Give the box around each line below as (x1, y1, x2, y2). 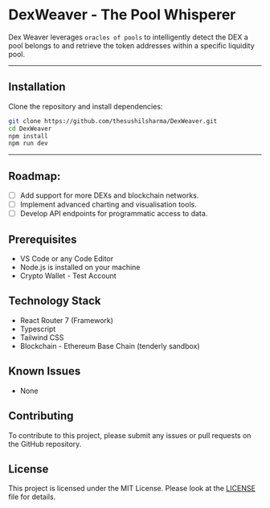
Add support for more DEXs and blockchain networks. (19, 190, 199, 200)
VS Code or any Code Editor (19, 254, 114, 264)
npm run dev (8, 139, 48, 148)
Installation (8, 80, 66, 94)
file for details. (8, 492, 56, 502)
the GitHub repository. (8, 439, 82, 449)
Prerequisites (8, 232, 77, 246)
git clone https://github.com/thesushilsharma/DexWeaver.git (8, 117, 218, 125)
